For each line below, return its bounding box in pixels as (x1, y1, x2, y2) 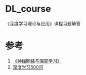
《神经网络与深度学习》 (12, 58, 62, 64)
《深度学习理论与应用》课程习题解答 (5, 20, 81, 26)
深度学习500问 (12, 64, 44, 70)
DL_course (5, 3, 52, 15)
